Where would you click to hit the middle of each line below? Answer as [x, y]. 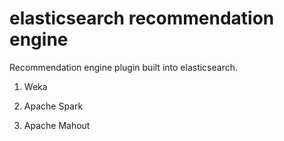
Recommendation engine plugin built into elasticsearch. [123, 67]
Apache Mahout [57, 125]
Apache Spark [53, 106]
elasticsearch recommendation [142, 18]
